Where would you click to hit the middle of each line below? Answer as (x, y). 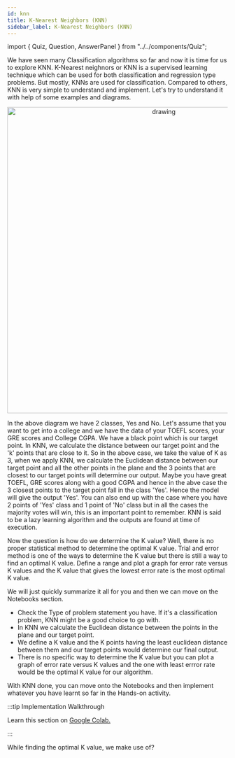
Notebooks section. (36, 599)
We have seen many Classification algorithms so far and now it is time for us (117, 60)
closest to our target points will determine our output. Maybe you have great (117, 475)
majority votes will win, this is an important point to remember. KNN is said (114, 512)
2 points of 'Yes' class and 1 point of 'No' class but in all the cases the (108, 505)
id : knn (19, 14)
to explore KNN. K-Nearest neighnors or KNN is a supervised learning (107, 68)
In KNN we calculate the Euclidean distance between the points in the (117, 628)
